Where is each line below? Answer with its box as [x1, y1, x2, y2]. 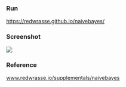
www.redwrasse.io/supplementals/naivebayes [6, 74, 120, 81]
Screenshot [6, 33, 41, 41]
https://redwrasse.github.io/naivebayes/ [6, 18, 105, 25]
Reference [6, 61, 37, 69]
